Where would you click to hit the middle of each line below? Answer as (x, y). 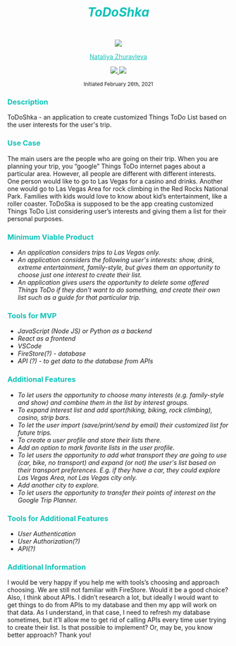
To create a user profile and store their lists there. (89, 440)
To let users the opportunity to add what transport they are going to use (122, 455)
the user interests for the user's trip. (60, 125)
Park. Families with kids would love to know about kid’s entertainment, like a (117, 196)
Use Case (24, 143)
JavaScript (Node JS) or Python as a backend (85, 331)
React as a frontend (46, 339)
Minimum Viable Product (50, 237)
